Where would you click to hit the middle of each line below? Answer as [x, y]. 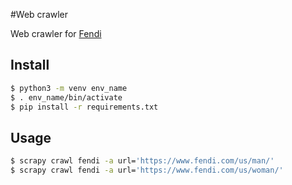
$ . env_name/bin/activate [66, 97]
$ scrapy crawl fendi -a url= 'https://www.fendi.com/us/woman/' [147, 170]
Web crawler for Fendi [56, 33]
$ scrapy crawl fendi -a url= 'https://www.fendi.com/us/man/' [142, 161]
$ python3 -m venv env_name [69, 88]
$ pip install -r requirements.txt [84, 107]
